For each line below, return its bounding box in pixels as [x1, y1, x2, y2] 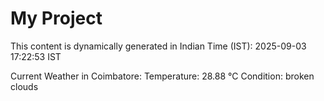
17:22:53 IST [10, 50, 62, 62]
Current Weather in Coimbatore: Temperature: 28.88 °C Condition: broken [10, 70, 315, 82]
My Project [10, 7, 103, 30]
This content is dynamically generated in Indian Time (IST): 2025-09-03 [10, 40, 307, 52]
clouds [10, 80, 39, 92]
